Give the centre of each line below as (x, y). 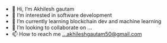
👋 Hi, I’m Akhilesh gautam (43, 9)
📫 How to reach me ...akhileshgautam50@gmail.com (77, 34)
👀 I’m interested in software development (62, 15)
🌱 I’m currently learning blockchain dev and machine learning (86, 21)
